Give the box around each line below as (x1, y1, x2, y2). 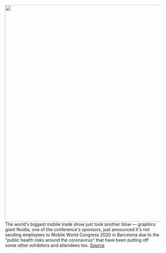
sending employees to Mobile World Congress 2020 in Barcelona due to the (5, 232, 160, 238)
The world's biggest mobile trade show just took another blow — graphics (5, 221, 156, 227)
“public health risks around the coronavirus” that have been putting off (5, 237, 149, 243)
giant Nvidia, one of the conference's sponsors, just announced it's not (5, 227, 150, 232)
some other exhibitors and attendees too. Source (5, 243, 105, 248)
